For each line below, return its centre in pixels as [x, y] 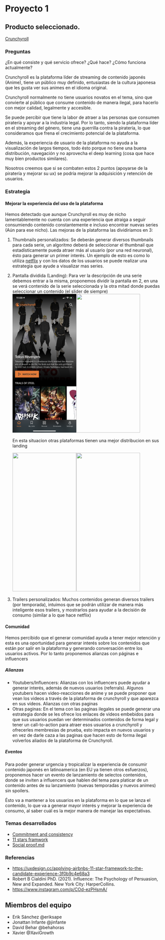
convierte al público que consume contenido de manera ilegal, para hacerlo [82, 103]
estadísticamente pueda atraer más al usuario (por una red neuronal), [83, 250]
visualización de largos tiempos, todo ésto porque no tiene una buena [76, 148]
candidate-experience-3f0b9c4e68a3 [51, 874]
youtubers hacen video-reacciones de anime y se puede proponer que [84, 693]
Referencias [20, 857]
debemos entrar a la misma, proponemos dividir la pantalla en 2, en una [85, 281]
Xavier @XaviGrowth [33, 933]
